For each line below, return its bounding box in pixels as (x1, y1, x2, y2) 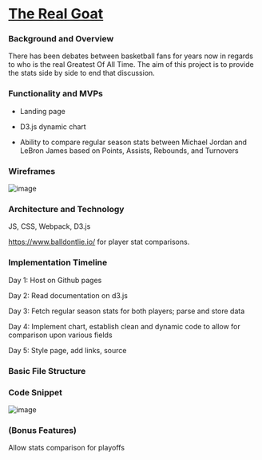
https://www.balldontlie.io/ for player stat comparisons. (8, 237, 190, 247)
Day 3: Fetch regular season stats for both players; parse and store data (8, 306, 245, 316)
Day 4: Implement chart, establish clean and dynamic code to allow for (8, 321, 241, 331)
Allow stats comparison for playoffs (8, 443, 125, 453)
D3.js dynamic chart (19, 121, 86, 132)
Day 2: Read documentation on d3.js (8, 290, 128, 300)
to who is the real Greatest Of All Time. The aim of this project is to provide (8, 60, 254, 69)
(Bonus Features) (8, 424, 77, 435)
